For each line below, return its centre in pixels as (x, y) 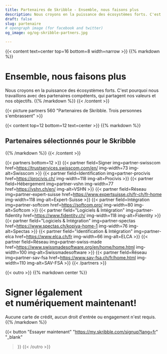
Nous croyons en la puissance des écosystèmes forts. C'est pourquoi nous (82, 90)
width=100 (16, 252)
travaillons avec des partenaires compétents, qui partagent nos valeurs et (81, 95)
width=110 (15, 263)
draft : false (19, 19)
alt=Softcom (18, 210)
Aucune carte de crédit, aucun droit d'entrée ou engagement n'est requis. (81, 317)
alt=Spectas (17, 231)
